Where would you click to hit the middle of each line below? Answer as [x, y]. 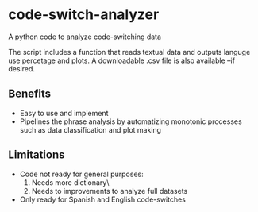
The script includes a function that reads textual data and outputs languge [129, 52]
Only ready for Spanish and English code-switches [103, 199]
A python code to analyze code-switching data [85, 37]
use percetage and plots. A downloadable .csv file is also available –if [122, 60]
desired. [22, 68]
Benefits [30, 94]
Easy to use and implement [64, 113]
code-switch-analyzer [84, 15]
